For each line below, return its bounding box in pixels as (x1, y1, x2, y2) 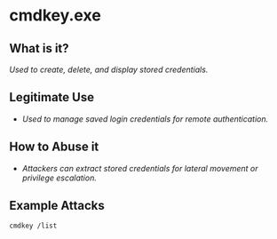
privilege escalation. (21, 172, 98, 183)
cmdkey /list (9, 221, 58, 231)
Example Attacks (9, 198, 105, 213)
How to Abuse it (9, 139, 99, 155)
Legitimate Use (9, 90, 95, 105)
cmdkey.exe (9, 5, 102, 26)
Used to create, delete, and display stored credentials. (9, 64, 209, 75)
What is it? (9, 41, 69, 56)
